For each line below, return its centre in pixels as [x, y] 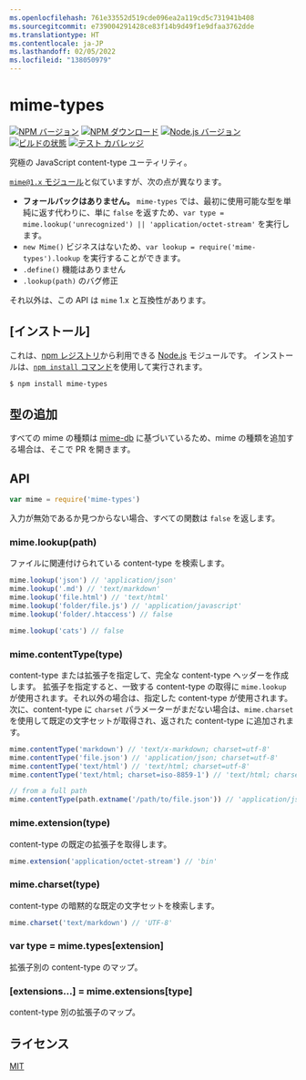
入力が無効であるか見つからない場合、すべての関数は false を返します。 [145, 518]
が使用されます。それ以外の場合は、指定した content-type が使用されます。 [151, 698]
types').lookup [51, 259]
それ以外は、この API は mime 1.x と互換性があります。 [110, 300]
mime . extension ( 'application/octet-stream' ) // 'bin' [114, 861]
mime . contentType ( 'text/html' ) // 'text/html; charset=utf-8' [130, 766]
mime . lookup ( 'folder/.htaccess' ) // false [91, 614]
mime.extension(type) [60, 823]
